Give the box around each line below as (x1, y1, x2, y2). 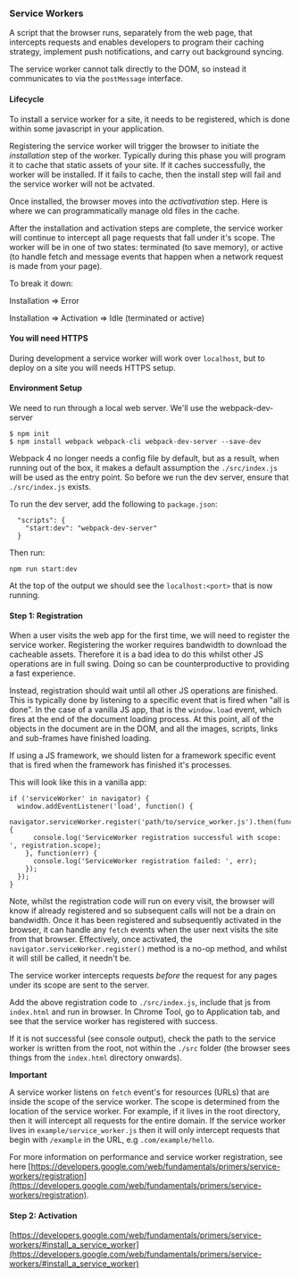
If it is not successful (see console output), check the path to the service (9, 1033, 277, 1044)
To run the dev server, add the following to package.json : (9, 499, 218, 509)
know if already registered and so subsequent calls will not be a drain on (9, 905, 277, 916)
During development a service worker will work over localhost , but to (9, 352, 265, 364)
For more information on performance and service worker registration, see (9, 1152, 283, 1163)
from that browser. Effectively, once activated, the (9, 934, 193, 945)
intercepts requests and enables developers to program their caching (9, 37, 264, 47)
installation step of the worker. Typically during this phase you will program (9, 150, 286, 161)
